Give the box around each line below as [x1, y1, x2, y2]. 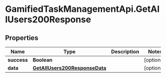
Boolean [33, 57, 53, 63]
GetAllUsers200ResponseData [33, 65, 107, 71]
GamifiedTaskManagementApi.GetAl [5, 3, 160, 15]
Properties [5, 34, 39, 42]
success [7, 57, 28, 63]
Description [111, 48, 139, 55]
